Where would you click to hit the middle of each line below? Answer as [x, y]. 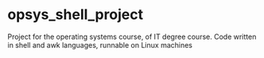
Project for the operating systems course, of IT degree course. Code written [132, 37]
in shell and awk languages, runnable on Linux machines [100, 44]
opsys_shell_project [76, 15]
